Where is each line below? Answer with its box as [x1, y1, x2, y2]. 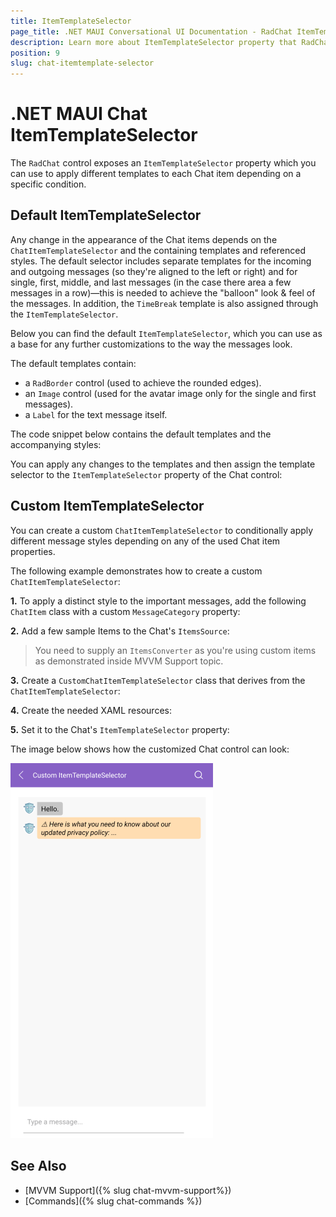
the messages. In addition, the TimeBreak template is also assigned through [10, 297, 319, 309]
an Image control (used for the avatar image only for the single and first [24, 387, 317, 399]
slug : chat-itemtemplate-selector [10, 58, 155, 69]
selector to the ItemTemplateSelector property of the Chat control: [10, 468, 283, 480]
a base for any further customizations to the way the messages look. [10, 338, 293, 350]
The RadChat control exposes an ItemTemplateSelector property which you [10, 157, 317, 169]
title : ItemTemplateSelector [10, 16, 132, 26]
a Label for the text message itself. [24, 408, 168, 420]
